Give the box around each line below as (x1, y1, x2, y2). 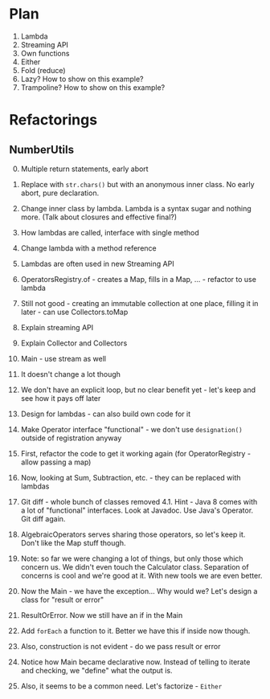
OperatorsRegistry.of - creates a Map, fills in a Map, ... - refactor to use (20, 274, 256, 284)
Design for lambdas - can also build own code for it (20, 409, 191, 419)
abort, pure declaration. (20, 188, 100, 198)
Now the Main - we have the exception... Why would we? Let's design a (20, 586, 258, 595)
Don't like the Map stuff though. (20, 538, 126, 547)
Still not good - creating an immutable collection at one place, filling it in (20, 298, 259, 308)
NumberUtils (9, 142, 75, 157)
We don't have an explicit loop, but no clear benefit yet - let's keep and (20, 385, 256, 394)
